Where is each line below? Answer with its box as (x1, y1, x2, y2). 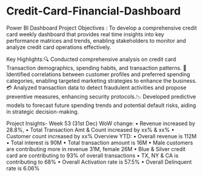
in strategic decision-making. (6, 108, 79, 115)
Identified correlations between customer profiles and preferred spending (6, 71, 190, 78)
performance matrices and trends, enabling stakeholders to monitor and (6, 37, 187, 44)
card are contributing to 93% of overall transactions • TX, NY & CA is (6, 152, 179, 159)
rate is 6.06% (6, 164, 40, 172)
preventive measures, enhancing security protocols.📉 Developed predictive (6, 92, 196, 100)
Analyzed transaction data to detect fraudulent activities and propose (13, 83, 187, 91)
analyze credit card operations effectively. (6, 43, 111, 51)
